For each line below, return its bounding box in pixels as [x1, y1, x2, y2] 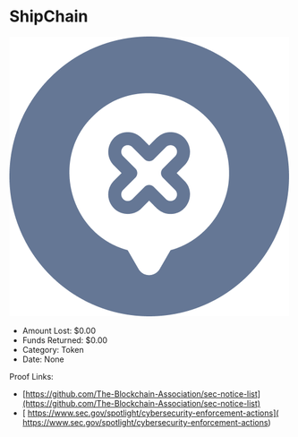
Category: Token [21, 344, 84, 355]
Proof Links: [9, 371, 54, 381]
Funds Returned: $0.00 [21, 334, 108, 346]
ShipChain [9, 6, 89, 27]
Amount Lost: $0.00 [21, 325, 97, 336]
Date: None [21, 354, 64, 364]
